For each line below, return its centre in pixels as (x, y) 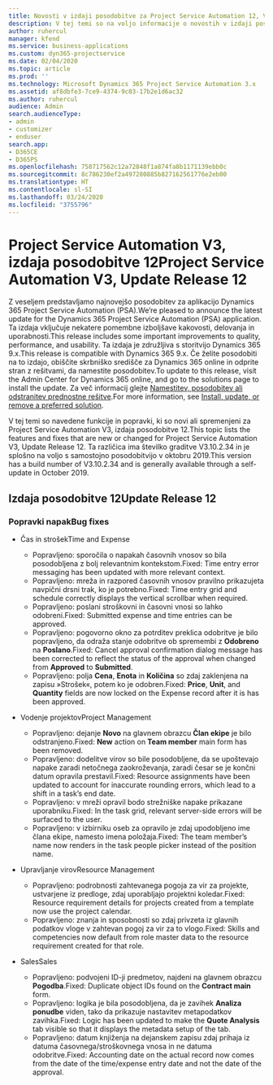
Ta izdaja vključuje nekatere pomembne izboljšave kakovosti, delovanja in (132, 328)
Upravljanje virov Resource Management (87, 870)
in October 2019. (61, 473)
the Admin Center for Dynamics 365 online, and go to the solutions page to (134, 379)
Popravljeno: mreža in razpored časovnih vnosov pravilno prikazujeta (148, 581)
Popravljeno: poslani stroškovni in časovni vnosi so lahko (128, 607)
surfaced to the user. (67, 819)
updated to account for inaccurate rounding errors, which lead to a (144, 785)
